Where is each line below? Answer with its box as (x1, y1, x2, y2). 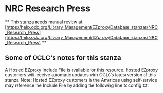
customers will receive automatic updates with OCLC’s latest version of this (5, 72, 156, 78)
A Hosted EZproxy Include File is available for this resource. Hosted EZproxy (5, 67, 158, 73)
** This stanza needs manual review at (5, 19, 83, 25)
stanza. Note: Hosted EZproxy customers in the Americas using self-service (5, 77, 157, 83)
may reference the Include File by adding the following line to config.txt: (5, 82, 149, 88)
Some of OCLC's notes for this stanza (5, 54, 121, 62)
